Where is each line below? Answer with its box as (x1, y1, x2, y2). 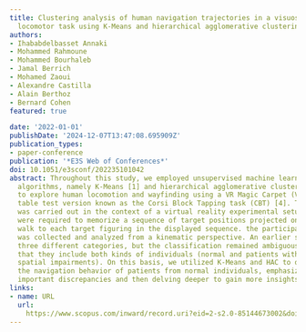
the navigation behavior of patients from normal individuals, (17, 267, 262, 276)
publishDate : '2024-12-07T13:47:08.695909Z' (9, 131, 181, 141)
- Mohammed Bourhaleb (9, 55, 92, 65)
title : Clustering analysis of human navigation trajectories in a (9, 13, 271, 23)
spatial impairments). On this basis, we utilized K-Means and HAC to (17, 258, 291, 267)
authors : (9, 30, 43, 39)
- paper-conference (9, 148, 84, 157)
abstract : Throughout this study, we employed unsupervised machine (9, 174, 275, 183)
